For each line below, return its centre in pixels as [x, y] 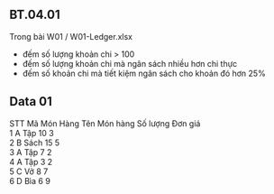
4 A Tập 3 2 [31, 162]
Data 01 [31, 102]
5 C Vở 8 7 [29, 171]
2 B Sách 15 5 [35, 143]
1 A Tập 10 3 [32, 133]
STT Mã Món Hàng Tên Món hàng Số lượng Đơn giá [105, 123]
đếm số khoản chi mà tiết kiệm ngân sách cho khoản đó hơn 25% [144, 73]
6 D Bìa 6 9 [30, 180]
